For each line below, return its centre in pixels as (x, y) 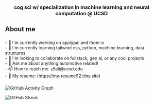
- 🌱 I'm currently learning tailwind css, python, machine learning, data (75, 48)
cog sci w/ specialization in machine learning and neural (82, 7)
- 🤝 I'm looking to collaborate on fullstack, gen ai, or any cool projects (75, 58)
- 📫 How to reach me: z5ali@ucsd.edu (44, 69)
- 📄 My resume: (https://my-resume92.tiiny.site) (53, 76)
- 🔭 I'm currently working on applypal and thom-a (54, 42)
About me (20, 29)
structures (15, 53)
